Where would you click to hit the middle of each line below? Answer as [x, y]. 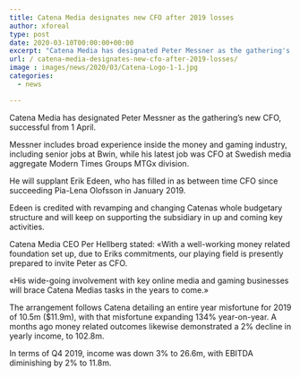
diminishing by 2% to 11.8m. [60, 363]
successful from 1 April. [53, 127]
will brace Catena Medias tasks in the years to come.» [109, 290]
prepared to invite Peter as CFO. [69, 263]
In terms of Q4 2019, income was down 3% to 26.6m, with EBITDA [131, 353]
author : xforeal [39, 26]
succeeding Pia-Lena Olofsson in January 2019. [98, 190]
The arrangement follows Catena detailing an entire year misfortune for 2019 [150, 307]
